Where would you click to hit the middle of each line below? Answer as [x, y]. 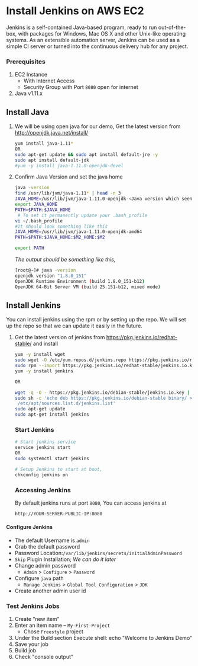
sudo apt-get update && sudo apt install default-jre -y [86, 154]
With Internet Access [49, 81]
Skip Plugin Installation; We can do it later [65, 559]
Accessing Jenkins [43, 490]
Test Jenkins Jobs [33, 606]
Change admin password [45, 566]
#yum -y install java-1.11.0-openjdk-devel [69, 165]
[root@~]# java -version [45, 270]
